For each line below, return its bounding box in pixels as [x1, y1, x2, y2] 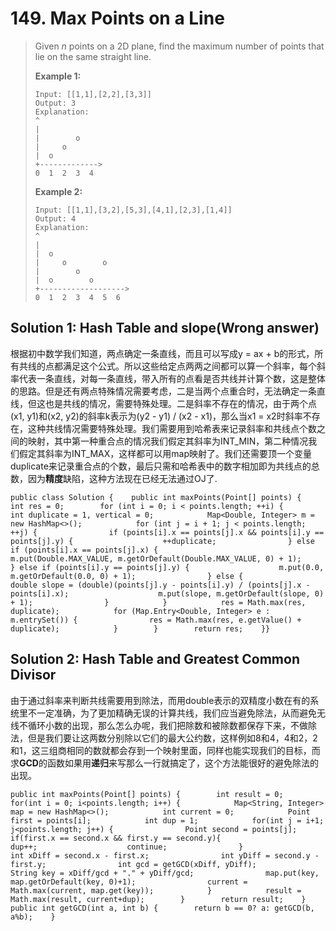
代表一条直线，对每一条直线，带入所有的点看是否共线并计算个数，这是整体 [18, 372, 326, 384]
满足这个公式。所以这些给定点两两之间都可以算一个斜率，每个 [62, 360, 317, 372]
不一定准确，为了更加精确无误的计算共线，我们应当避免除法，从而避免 [27, 707, 317, 719]
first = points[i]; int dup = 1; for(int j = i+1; [10, 815, 325, 826]
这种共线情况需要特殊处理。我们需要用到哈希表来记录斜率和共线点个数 [27, 422, 317, 434]
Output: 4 [34, 213, 77, 224]
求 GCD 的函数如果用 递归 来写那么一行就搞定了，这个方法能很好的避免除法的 [10, 757, 319, 769]
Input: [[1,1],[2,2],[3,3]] [34, 89, 152, 99]
